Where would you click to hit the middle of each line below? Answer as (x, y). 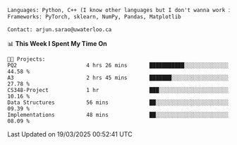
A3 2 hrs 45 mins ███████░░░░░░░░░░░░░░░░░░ (118, 78)
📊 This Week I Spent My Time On (57, 43)
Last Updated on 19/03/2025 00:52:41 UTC (70, 134)
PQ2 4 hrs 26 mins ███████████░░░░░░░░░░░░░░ (118, 65)
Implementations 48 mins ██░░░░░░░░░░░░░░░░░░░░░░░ (118, 115)
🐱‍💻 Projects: (26, 59)
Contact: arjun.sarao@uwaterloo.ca (60, 29)
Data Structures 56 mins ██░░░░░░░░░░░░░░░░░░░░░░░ (118, 103)
